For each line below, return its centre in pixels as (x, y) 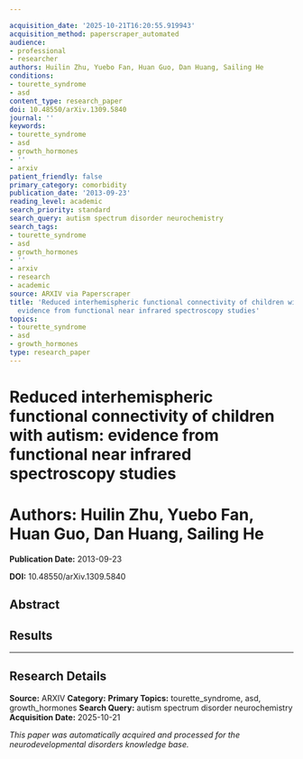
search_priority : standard (60, 210)
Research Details (58, 677)
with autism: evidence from (114, 435)
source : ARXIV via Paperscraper (70, 294)
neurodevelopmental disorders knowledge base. (99, 744)
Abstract (35, 605)
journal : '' (32, 118)
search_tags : (34, 226)
